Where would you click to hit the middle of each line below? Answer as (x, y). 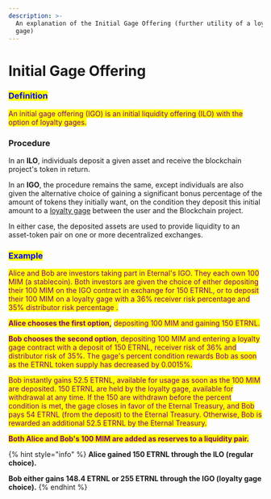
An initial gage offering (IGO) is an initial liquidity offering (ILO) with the (126, 113)
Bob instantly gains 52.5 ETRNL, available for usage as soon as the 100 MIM (134, 380)
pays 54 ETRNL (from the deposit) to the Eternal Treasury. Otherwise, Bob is (135, 415)
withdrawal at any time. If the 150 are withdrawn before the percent (120, 397)
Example (26, 256)
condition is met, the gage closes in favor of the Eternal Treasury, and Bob (132, 406)
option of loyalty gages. (48, 122)
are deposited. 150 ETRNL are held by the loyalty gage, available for (121, 389)
